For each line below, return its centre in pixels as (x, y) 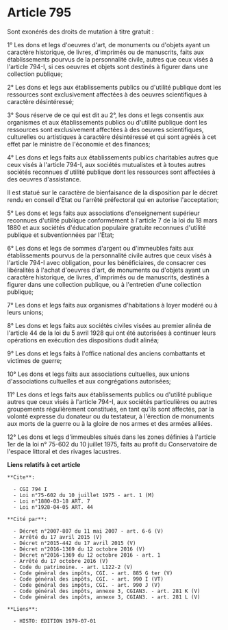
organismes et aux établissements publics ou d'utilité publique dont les (107, 122)
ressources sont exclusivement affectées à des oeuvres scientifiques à (107, 94)
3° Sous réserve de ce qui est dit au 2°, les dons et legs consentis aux (105, 115)
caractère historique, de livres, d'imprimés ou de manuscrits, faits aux (105, 52)
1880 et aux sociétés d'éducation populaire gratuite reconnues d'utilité (107, 227)
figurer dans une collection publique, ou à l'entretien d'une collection (104, 284)
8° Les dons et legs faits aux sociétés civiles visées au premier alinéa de (109, 325)
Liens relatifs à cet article (44, 464)
